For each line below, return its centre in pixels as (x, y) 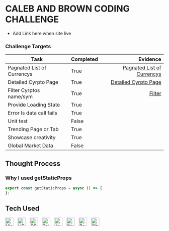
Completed (84, 59)
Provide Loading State (34, 105)
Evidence (150, 59)
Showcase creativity (32, 138)
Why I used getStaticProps (38, 178)
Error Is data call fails (33, 113)
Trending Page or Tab (33, 130)
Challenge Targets (28, 46)
